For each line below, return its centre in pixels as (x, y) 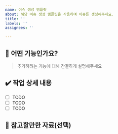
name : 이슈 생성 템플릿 (26, 10)
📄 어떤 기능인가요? (32, 53)
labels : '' (16, 23)
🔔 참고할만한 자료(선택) (38, 125)
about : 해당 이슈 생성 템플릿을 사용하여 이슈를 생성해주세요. (59, 14)
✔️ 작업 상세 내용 (28, 83)
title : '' (15, 19)
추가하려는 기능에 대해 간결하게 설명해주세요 (59, 66)
